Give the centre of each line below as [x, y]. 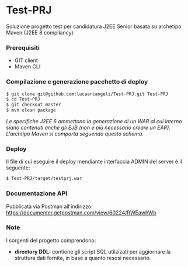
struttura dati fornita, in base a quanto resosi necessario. [83, 258]
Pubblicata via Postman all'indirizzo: [50, 206]
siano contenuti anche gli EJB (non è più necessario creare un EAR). [88, 128]
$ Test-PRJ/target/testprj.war [44, 179]
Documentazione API [37, 193]
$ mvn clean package [31, 110]
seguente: [18, 168]
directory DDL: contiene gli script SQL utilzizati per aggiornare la [93, 251]
